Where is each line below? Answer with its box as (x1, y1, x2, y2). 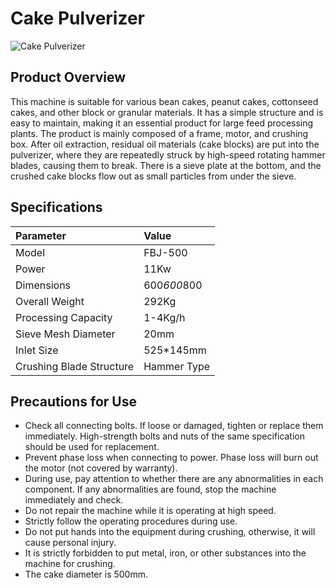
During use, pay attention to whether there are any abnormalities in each (24, 473, 324, 485)
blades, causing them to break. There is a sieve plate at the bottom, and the (10, 159, 322, 171)
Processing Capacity (15, 310, 113, 324)
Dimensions (15, 278, 72, 292)
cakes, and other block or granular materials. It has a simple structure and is (10, 106, 324, 118)
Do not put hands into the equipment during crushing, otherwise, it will (24, 526, 316, 538)
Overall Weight (15, 294, 85, 308)
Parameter (15, 228, 67, 242)
